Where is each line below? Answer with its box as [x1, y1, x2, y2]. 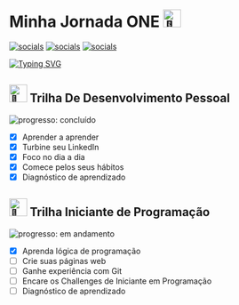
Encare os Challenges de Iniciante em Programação [21, 276, 212, 286]
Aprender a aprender [21, 132, 100, 142]
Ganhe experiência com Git [21, 266, 123, 276]
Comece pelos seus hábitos [21, 161, 124, 173]
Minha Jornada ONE [9, 12, 160, 32]
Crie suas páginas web [21, 255, 107, 266]
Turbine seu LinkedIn [21, 141, 100, 152]
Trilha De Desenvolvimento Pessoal [29, 91, 231, 106]
